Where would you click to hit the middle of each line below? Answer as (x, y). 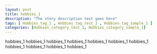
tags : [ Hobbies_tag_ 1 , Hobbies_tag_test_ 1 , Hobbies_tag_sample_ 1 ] (79, 23)
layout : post (18, 9)
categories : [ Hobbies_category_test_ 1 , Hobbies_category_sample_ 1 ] (76, 28)
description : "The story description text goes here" (61, 18)
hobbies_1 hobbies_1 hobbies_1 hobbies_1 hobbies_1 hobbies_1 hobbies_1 (77, 41)
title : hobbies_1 (23, 14)
